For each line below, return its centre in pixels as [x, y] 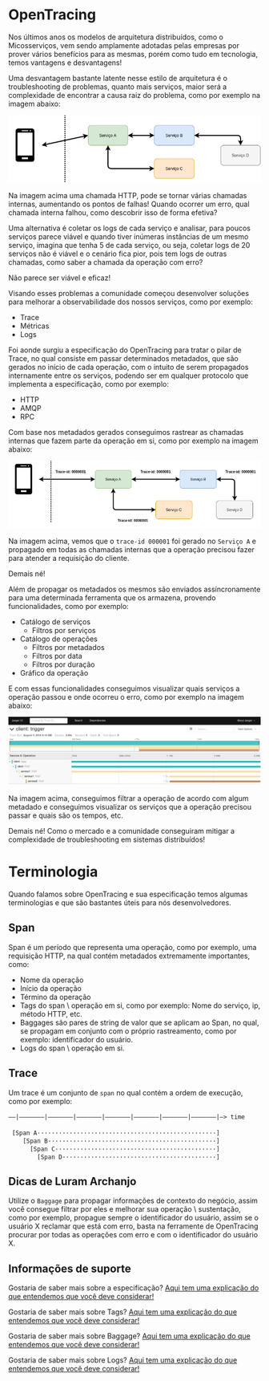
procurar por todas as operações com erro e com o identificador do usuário [133, 1235]
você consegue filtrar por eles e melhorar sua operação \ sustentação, [125, 1209]
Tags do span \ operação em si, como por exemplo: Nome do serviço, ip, [140, 1005]
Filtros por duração [63, 664]
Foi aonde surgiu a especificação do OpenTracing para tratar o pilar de [125, 350]
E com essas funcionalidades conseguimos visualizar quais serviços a [124, 688]
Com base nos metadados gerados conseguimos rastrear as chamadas [126, 433]
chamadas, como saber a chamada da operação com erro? [106, 262]
